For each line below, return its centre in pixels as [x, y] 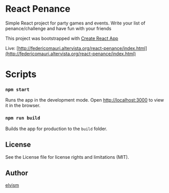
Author [17, 173]
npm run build [23, 118]
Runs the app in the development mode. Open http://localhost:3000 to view [85, 100]
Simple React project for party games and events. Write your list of [75, 23]
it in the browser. [23, 106]
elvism [12, 185]
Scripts [21, 74]
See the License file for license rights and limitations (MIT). [67, 157]
